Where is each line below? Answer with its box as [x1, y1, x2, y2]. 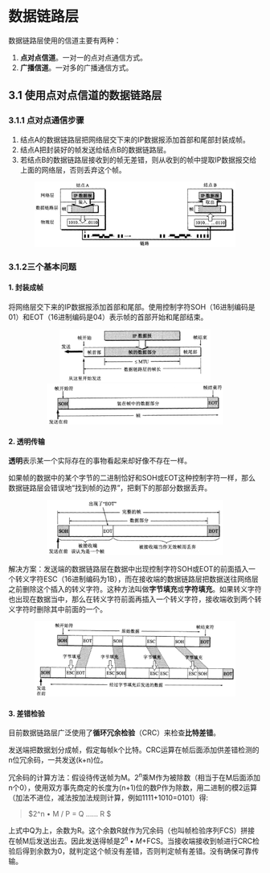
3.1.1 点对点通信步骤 [8, 114, 84, 126]
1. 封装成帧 [8, 283, 44, 293]
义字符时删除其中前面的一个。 [8, 605, 107, 613]
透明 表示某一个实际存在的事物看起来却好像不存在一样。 [8, 456, 191, 466]
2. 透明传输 [8, 436, 46, 446]
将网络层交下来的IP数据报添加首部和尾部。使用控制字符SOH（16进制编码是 [8, 302, 256, 312]
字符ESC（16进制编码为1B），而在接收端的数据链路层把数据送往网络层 [29, 574, 259, 584]
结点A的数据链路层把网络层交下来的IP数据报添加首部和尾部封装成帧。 [19, 135, 251, 144]
